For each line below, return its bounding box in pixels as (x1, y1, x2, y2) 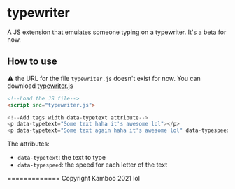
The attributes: (7, 139, 50, 148)
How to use (7, 56, 57, 68)
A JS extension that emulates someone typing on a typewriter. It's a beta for (7, 28, 227, 36)
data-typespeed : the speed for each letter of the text (17, 160, 168, 169)
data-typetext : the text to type (17, 153, 106, 162)
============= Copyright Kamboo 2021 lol (7, 174, 140, 183)
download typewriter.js (7, 82, 73, 90)
